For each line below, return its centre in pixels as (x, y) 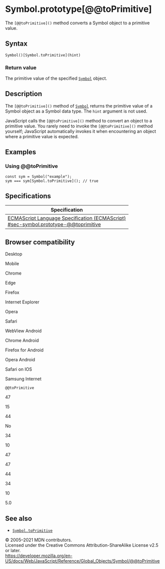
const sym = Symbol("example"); (38, 176)
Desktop (14, 254)
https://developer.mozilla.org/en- (39, 556)
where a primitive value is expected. (42, 136)
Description (24, 94)
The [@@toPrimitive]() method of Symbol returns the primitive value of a (79, 106)
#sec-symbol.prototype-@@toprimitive (54, 225)
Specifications (28, 196)
